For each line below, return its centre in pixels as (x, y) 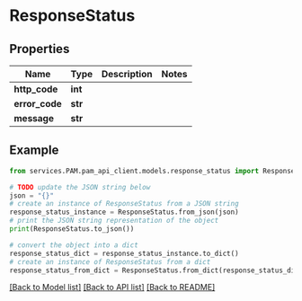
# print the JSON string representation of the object (114, 221)
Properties (40, 49)
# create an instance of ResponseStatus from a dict (110, 261)
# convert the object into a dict (74, 245)
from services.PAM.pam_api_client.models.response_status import (134, 171)
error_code (38, 104)
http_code (36, 89)
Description (127, 74)
